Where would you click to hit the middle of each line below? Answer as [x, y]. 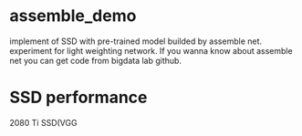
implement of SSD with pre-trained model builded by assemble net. [136, 41]
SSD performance [78, 98]
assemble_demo [73, 16]
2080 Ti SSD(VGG [43, 122]
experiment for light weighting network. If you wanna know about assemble [151, 50]
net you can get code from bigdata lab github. [96, 60]
